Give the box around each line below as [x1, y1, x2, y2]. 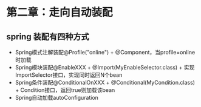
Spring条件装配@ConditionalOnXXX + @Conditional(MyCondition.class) [15, 79, 196, 86]
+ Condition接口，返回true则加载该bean [15, 86, 115, 94]
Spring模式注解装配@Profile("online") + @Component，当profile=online [15, 49, 196, 56]
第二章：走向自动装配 [6, 5, 114, 19]
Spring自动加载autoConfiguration [15, 94, 99, 101]
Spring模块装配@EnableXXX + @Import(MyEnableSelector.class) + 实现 [15, 64, 195, 71]
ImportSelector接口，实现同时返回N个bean [15, 71, 123, 79]
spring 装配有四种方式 [6, 31, 89, 42]
